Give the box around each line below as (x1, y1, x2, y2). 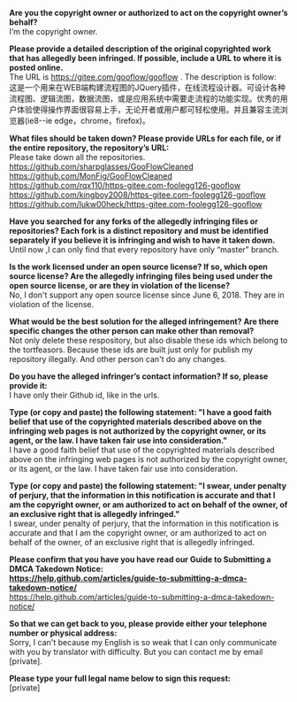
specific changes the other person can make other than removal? (9, 326, 255, 336)
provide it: (9, 381, 48, 390)
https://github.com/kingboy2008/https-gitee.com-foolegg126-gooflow (9, 189, 267, 200)
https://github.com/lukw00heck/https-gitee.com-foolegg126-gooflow (9, 199, 263, 209)
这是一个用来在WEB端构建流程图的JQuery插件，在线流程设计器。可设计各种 (9, 82, 286, 92)
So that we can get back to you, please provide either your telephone (9, 619, 268, 629)
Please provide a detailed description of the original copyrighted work (9, 43, 271, 54)
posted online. (9, 62, 64, 73)
